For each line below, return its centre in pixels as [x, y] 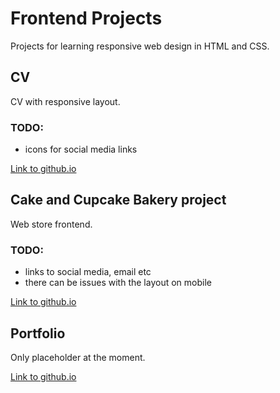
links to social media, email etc [88, 272]
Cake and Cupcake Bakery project [118, 200]
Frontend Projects [86, 18]
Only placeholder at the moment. [78, 357]
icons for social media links [81, 149]
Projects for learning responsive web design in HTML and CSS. [140, 46]
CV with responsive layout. [65, 101]
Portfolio [38, 333]
